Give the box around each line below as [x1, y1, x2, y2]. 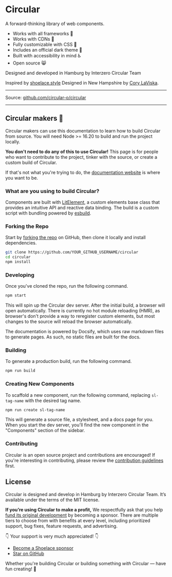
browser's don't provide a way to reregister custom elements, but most [5, 313, 155, 319]
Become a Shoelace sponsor [12, 545, 74, 551]
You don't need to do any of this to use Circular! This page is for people [5, 148, 159, 155]
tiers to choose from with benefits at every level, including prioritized [5, 517, 150, 523]
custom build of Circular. [5, 159, 57, 165]
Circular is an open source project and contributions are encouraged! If [5, 452, 155, 458]
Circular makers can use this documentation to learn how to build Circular [5, 127, 161, 134]
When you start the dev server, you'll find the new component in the [5, 422, 149, 428]
